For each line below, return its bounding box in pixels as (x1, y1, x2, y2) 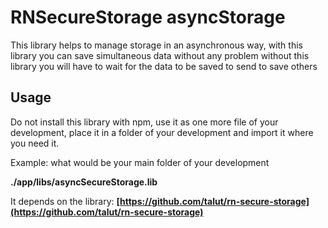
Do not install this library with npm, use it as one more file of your (10, 116, 279, 128)
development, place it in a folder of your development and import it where (10, 126, 314, 138)
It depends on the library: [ (10, 195, 121, 207)
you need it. (10, 137, 60, 149)
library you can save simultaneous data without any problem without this (10, 49, 310, 61)
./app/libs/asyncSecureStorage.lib (10, 176, 158, 188)
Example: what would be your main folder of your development (10, 156, 270, 168)
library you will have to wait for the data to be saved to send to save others (10, 60, 318, 72)
